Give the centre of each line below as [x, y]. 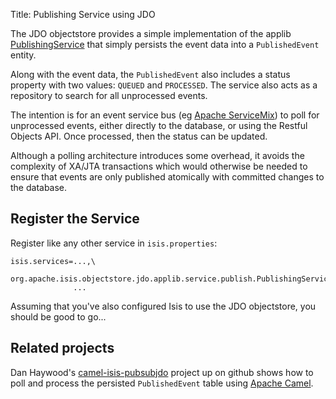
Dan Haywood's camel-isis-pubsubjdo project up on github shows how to [162, 372]
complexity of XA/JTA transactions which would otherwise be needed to [159, 166]
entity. [23, 55]
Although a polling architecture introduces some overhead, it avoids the [157, 155]
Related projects [62, 348]
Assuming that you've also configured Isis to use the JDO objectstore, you [163, 306]
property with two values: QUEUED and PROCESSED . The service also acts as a [164, 85]
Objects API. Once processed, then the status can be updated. [139, 136]
